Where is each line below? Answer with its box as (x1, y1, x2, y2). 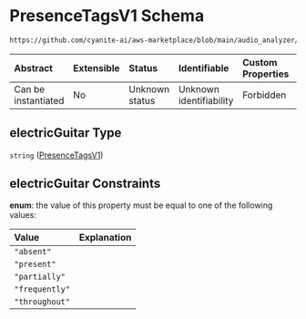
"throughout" (14, 297, 71, 307)
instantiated (14, 94, 65, 107)
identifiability (178, 94, 234, 107)
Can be (14, 83, 46, 96)
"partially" (14, 272, 66, 283)
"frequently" (14, 284, 71, 294)
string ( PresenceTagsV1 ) (9, 149, 104, 160)
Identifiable (178, 61, 229, 74)
